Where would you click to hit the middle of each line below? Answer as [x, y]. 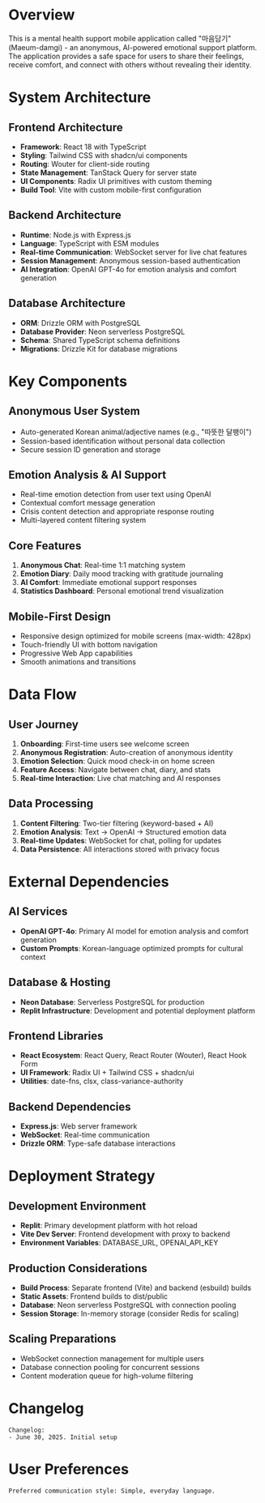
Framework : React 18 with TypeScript [83, 147]
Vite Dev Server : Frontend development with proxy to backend [125, 1234]
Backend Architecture [65, 215]
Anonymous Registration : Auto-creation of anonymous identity [126, 752]
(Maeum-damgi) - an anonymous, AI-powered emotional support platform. [133, 47]
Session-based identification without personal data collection [122, 441]
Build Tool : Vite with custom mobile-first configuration [111, 190]
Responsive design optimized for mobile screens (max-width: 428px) [135, 636]
